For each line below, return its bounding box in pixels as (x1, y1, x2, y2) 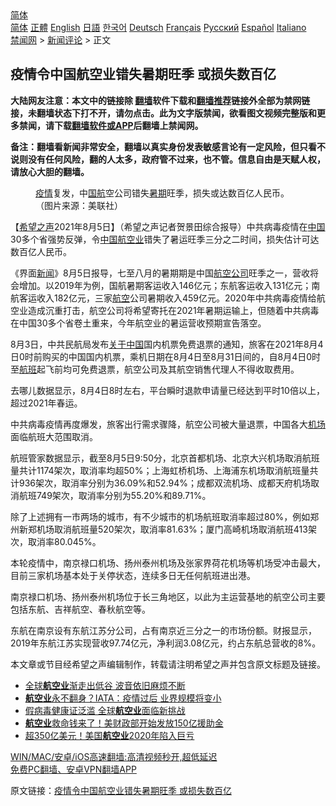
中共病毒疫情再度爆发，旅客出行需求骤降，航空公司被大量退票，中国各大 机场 (10, 418, 326, 430)
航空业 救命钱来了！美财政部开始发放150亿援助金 (24, 717, 224, 729)
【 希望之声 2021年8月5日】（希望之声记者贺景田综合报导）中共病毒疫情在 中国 (10, 220, 326, 232)
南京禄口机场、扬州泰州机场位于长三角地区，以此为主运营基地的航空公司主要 (10, 590, 326, 602)
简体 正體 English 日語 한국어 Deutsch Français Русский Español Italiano (10, 22, 307, 33)
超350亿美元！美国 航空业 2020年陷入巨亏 (24, 729, 195, 741)
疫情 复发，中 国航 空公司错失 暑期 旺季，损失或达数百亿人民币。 (35, 187, 290, 199)
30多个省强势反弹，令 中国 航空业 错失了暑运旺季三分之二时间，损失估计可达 (10, 233, 320, 245)
